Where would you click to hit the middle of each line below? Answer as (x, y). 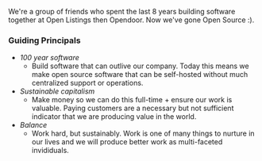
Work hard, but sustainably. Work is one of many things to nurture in (143, 133)
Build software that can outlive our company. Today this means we (140, 66)
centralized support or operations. (87, 83)
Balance (33, 125)
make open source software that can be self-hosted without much (140, 75)
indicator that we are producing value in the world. (114, 117)
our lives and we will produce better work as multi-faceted (127, 142)
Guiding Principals (44, 40)
